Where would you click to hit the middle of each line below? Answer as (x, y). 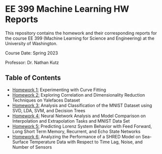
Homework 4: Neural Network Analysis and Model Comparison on (79, 116)
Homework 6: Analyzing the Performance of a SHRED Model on (76, 136)
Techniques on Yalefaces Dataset (46, 100)
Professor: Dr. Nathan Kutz (32, 62)
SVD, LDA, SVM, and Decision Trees (49, 110)
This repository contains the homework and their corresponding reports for (81, 33)
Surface (20, 142)
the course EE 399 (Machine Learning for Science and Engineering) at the (80, 38)
